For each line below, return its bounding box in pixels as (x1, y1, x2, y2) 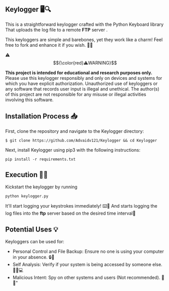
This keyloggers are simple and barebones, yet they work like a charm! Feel (5, 36, 163, 43)
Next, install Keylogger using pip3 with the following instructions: (5, 147, 141, 153)
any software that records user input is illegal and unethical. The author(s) (5, 85, 159, 92)
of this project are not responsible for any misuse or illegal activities (5, 91, 147, 97)
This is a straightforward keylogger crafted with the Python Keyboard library (5, 21, 164, 27)
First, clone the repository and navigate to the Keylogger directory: (5, 128, 144, 134)
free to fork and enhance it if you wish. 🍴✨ (5, 42, 93, 48)
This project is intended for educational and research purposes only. (5, 69, 153, 76)
